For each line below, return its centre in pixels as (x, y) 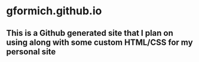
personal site (31, 52)
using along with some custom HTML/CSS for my (99, 42)
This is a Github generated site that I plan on (90, 33)
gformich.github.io (54, 11)
